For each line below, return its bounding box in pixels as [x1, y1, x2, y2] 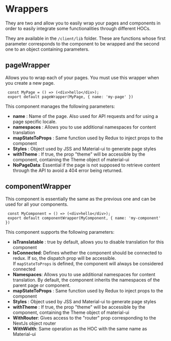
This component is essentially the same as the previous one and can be [5, 196, 156, 202]
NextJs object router [12, 320, 56, 326]
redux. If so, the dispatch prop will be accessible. [12, 255, 116, 261]
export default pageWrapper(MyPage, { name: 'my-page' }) [7, 94, 134, 100]
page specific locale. [12, 118, 57, 125]
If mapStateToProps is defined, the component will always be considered [12, 260, 163, 266]
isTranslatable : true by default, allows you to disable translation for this [12, 238, 164, 245]
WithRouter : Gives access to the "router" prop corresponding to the [12, 314, 157, 321]
